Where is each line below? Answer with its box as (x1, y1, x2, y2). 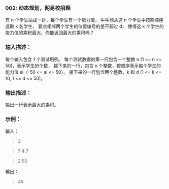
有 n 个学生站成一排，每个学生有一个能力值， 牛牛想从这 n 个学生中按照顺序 (5, 17, 164, 23)
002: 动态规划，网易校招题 (5, 4, 71, 11)
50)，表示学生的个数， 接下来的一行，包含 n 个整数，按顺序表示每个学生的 (5, 62, 161, 69)
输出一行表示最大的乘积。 (5, 102, 59, 108)
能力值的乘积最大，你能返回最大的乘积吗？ (5, 29, 94, 36)
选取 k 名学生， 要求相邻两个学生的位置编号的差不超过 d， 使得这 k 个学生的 (5, 23, 164, 29)
